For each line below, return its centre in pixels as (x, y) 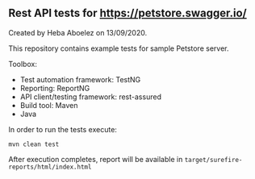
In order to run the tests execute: (63, 129)
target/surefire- (213, 160)
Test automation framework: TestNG (80, 79)
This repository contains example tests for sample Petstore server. (119, 48)
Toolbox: (23, 64)
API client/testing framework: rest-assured (90, 97)
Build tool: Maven (49, 105)
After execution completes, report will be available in (96, 159)
